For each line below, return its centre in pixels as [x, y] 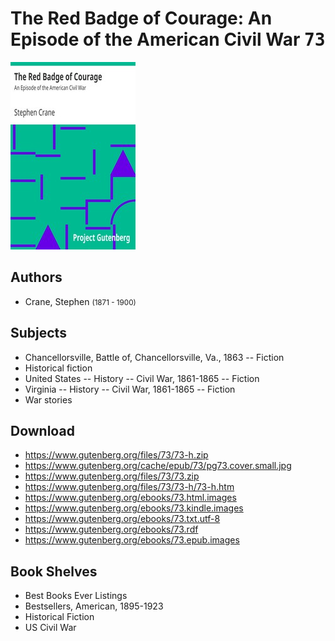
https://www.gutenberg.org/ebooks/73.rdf [111, 529]
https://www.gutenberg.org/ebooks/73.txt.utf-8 [122, 519]
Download [42, 430]
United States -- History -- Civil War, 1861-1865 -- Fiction [142, 378]
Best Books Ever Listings [76, 596]
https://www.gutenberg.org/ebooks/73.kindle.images [134, 508]
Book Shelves [54, 571]
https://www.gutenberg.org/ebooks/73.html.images [130, 498]
